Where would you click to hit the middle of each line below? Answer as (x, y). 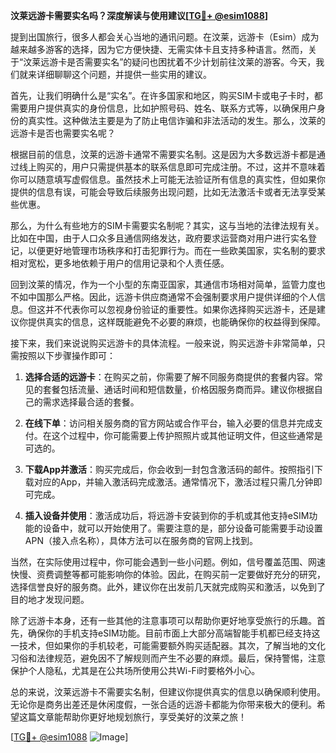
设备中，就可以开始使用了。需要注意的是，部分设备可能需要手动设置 (182, 528)
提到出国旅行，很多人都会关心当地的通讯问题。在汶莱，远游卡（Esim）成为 (165, 37)
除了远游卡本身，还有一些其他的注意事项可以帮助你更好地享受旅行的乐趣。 (163, 620)
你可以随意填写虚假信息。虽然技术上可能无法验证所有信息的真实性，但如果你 (168, 179)
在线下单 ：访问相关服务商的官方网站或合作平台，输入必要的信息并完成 (169, 423)
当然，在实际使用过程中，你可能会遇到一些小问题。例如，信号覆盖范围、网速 (168, 562)
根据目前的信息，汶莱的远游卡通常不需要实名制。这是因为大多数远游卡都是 (163, 154)
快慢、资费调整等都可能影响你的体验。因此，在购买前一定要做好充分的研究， (168, 574)
